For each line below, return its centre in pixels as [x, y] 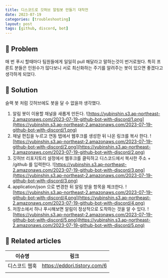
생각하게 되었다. [21, 74]
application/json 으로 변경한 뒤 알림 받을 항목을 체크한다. [68, 187]
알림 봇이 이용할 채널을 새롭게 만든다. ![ [51, 113]
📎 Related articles [33, 241]
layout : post [19, 24]
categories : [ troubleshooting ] [38, 19]
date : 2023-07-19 [23, 15]
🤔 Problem [22, 49]
